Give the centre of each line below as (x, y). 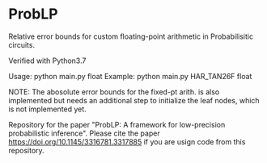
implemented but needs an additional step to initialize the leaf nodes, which (134, 100)
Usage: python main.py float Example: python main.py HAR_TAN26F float (130, 76)
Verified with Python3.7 (47, 61)
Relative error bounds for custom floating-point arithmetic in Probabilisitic (131, 36)
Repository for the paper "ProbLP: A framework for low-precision (117, 124)
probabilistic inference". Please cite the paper (84, 133)
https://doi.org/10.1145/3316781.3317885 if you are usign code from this (127, 141)
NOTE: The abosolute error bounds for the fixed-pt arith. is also (114, 92)
